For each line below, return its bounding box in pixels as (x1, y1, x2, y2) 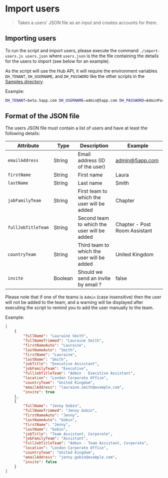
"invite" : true (23, 389, 55, 394)
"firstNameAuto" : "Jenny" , (23, 413, 79, 418)
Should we (77, 269, 103, 276)
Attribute (17, 142, 39, 149)
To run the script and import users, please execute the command (5, 47, 139, 53)
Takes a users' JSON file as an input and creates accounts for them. (17, 20, 158, 26)
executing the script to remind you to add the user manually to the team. (5, 304, 154, 311)
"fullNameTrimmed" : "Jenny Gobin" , (23, 408, 97, 413)
